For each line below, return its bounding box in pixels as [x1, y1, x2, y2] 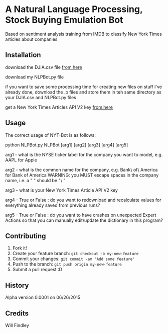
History [5, 281, 29, 290]
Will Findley [5, 322, 29, 328]
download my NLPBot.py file [5, 74, 64, 80]
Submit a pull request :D [12, 267, 63, 273]
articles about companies [5, 36, 58, 42]
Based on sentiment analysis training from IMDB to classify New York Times [5, 31, 162, 37]
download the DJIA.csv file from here [5, 64, 82, 70]
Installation [5, 51, 41, 59]
